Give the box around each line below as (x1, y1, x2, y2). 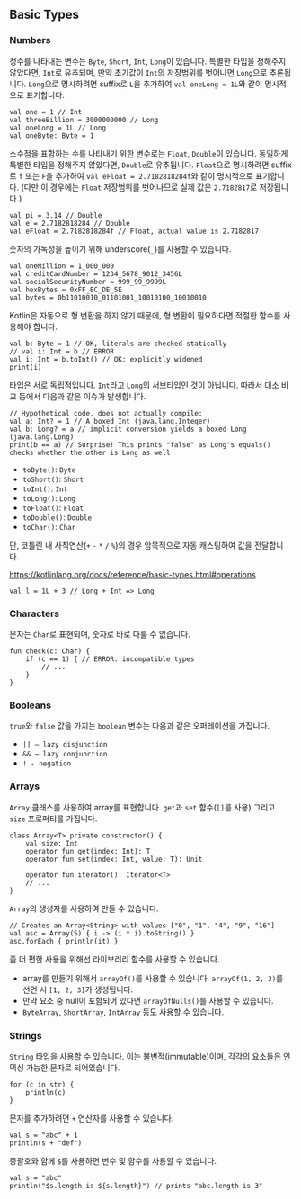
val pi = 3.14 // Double (9, 210, 102, 219)
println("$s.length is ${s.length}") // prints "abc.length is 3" (9, 1181, 263, 1190)
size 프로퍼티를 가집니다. (9, 813, 98, 824)
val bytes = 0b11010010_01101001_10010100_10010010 (9, 292, 207, 302)
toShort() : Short (22, 473, 84, 484)
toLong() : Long (22, 492, 76, 503)
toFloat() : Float (22, 502, 84, 513)
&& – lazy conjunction (22, 750, 108, 759)
